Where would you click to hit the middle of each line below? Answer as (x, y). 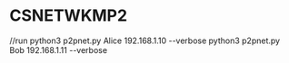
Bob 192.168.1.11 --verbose (58, 49)
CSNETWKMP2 (69, 16)
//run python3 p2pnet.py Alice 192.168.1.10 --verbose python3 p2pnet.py (144, 40)
